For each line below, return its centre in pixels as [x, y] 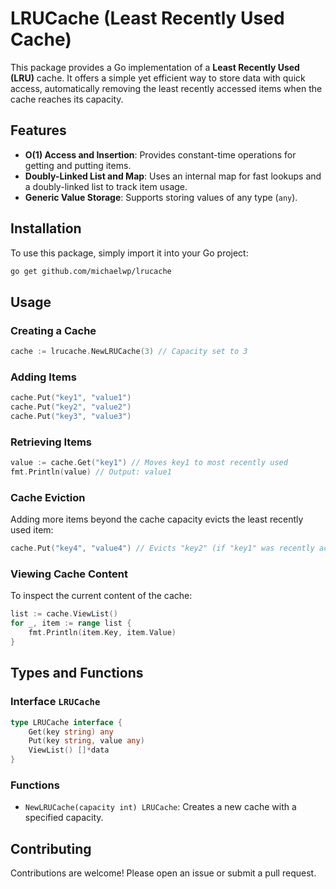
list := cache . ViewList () [64, 614]
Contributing [51, 848]
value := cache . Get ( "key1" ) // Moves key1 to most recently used [149, 463]
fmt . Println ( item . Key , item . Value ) [102, 633]
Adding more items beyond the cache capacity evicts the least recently [157, 519]
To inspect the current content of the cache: [101, 596]
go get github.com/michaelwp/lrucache [91, 271]
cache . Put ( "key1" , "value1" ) [71, 398]
